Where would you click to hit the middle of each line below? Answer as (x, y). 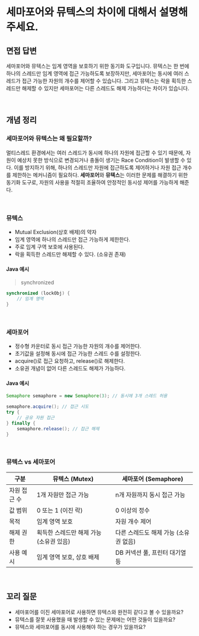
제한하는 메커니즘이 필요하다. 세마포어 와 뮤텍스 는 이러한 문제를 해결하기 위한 (100, 175)
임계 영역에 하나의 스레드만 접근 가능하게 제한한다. (72, 239)
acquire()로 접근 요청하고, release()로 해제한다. (70, 361)
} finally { (21, 423)
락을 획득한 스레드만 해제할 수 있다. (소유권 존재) (70, 254)
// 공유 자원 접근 (36, 418)
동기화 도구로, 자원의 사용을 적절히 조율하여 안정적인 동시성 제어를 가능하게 (92, 182)
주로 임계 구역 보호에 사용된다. (49, 247)
